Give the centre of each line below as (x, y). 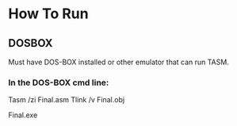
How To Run (48, 14)
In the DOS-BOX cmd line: (59, 82)
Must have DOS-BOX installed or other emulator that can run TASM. (119, 62)
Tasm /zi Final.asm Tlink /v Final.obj (67, 100)
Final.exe (23, 115)
